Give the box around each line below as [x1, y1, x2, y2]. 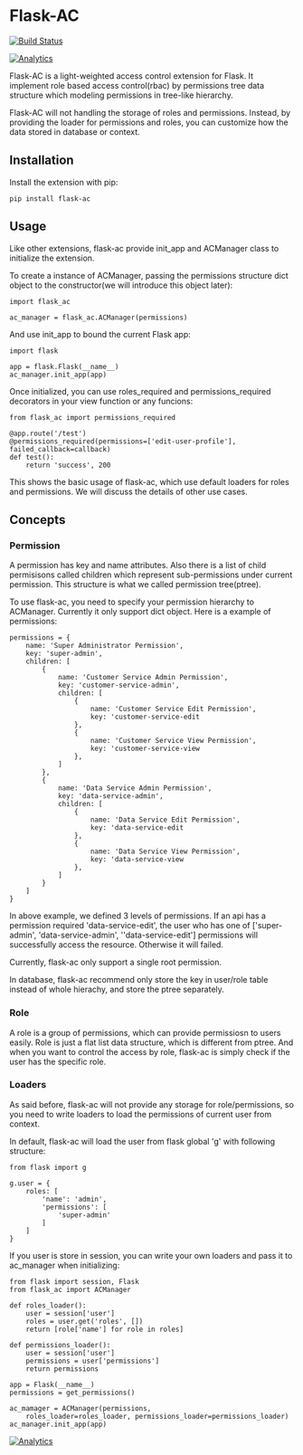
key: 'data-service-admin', [57, 792, 165, 801]
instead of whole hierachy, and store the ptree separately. [9, 984, 224, 995]
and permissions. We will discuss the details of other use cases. [9, 486, 248, 497]
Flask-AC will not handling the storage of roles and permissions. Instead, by [9, 107, 291, 118]
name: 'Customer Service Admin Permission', [57, 673, 229, 682]
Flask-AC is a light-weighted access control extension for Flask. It [9, 70, 254, 81]
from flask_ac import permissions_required [9, 413, 176, 422]
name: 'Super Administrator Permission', [25, 642, 184, 651]
